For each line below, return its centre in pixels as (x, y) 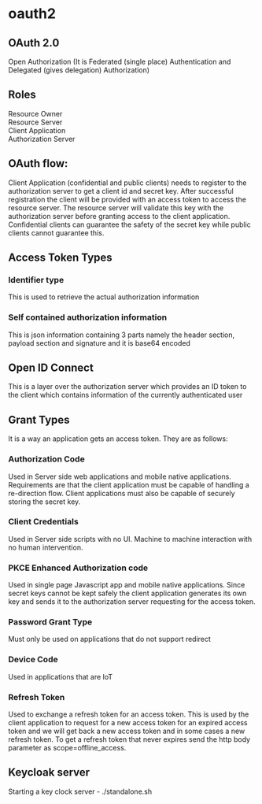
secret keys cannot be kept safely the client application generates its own (127, 593)
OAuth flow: (38, 163)
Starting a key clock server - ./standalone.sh (80, 791)
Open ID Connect (51, 368)
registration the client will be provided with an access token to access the (127, 199)
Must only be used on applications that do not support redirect (109, 639)
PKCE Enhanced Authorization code (78, 568)
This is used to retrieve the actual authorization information (104, 297)
